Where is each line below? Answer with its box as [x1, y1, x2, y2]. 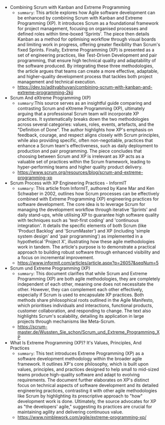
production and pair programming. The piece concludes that [17, 148, 142, 154]
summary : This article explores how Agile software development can [17, 10, 155, 16]
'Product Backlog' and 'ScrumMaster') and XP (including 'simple [17, 228, 150, 234]
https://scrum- [17, 324, 47, 330]
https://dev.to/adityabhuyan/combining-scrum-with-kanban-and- [17, 84, 152, 90]
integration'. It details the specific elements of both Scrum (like [17, 223, 146, 229]
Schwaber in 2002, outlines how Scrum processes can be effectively [17, 190, 159, 196]
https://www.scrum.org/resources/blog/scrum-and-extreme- [17, 169, 143, 175]
